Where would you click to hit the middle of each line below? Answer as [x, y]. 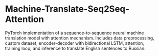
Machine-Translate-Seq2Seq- [67, 9]
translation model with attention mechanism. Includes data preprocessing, [79, 38]
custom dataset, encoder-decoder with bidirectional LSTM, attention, [75, 43]
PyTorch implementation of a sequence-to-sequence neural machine [75, 33]
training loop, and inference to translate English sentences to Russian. [75, 48]
